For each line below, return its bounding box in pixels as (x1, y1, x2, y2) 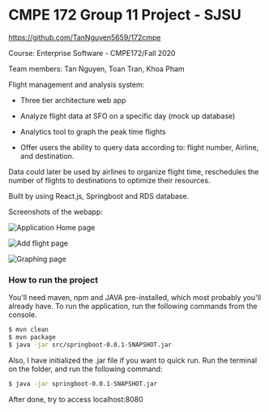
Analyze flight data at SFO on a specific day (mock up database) (19, 111, 236, 121)
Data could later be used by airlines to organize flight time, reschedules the (8, 166, 259, 176)
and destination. (19, 151, 75, 161)
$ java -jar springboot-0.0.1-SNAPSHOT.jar (8, 380, 158, 388)
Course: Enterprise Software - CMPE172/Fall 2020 (8, 48, 176, 58)
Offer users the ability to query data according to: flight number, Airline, (19, 142, 259, 152)
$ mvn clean (8, 326, 49, 334)
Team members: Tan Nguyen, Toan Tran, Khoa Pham (8, 63, 185, 74)
